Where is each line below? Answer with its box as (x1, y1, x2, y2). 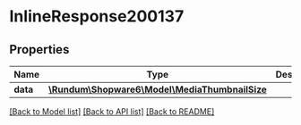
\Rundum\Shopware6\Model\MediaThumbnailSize (47, 83, 267, 96)
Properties (9, 42, 70, 57)
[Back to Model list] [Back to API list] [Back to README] (9, 106, 215, 117)
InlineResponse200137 (9, 6, 185, 27)
